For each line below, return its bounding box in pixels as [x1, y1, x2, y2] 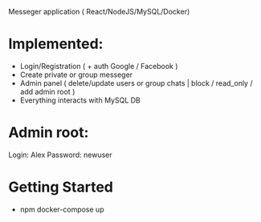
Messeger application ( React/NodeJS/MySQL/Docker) [8, 7, 190, 16]
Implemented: [8, 35, 104, 53]
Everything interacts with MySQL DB [19, 95, 141, 105]
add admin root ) [19, 87, 75, 96]
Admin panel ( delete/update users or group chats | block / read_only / [19, 78, 253, 87]
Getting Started [8, 178, 114, 196]
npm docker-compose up [19, 204, 104, 214]
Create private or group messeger [19, 70, 133, 79]
